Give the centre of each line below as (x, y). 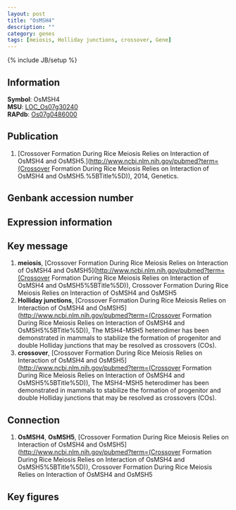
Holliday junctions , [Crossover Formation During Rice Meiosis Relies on (122, 300)
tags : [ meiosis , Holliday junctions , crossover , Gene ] (89, 40)
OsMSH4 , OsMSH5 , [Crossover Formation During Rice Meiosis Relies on (123, 437)
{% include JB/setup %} (42, 60)
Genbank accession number (70, 198)
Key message (38, 246)
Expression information (60, 222)
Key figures (33, 497)
